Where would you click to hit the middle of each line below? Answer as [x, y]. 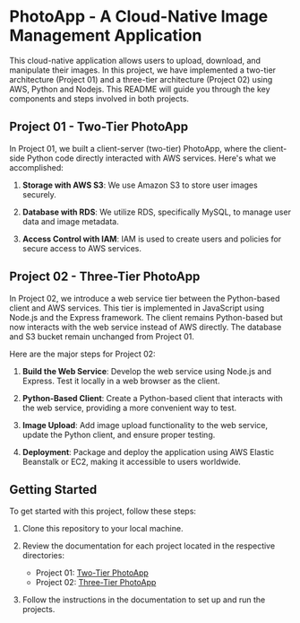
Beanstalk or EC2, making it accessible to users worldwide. [132, 461]
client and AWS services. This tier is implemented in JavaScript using [137, 308]
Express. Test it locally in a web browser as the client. [121, 381]
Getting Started [53, 490]
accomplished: [37, 167]
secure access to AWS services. [81, 248]
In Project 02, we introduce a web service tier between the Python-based [145, 298]
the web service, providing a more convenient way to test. [129, 408]
